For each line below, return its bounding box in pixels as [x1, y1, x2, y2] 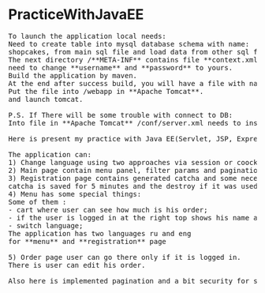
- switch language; [8, 221, 84, 230]
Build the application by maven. [8, 71, 138, 80]
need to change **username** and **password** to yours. [8, 63, 233, 72]
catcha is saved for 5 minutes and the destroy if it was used [8, 182, 258, 190]
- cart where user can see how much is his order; [8, 205, 208, 214]
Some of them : [8, 197, 67, 206]
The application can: [8, 150, 92, 159]
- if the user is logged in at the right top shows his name [8, 213, 250, 222]
